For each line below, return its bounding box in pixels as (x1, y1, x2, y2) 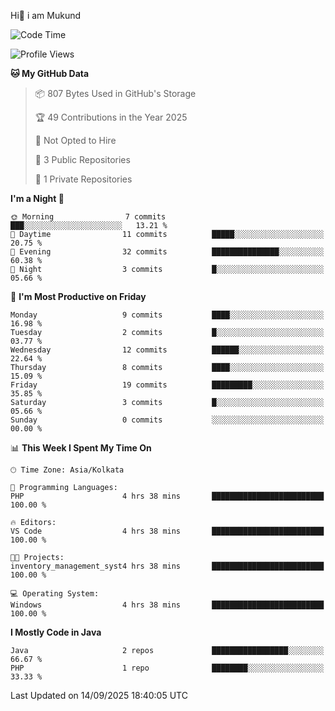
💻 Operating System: (10, 589, 100, 599)
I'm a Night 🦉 (10, 193, 65, 204)
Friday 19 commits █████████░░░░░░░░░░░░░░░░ (10, 380, 325, 390)
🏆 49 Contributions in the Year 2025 (34, 111, 188, 123)
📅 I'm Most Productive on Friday (10, 291, 147, 302)
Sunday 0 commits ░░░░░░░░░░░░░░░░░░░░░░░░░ (10, 415, 325, 425)
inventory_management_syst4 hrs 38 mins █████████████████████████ (10, 561, 325, 571)
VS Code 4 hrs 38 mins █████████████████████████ (10, 526, 325, 536)
